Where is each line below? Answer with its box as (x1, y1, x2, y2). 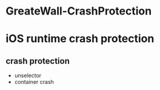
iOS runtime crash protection (5, 32, 155, 46)
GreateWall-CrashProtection (5, 4, 152, 18)
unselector (14, 72, 42, 79)
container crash (14, 79, 54, 86)
